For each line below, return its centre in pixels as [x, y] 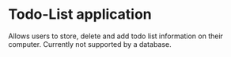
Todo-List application [80, 14]
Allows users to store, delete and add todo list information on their [116, 36]
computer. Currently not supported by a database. [90, 44]
